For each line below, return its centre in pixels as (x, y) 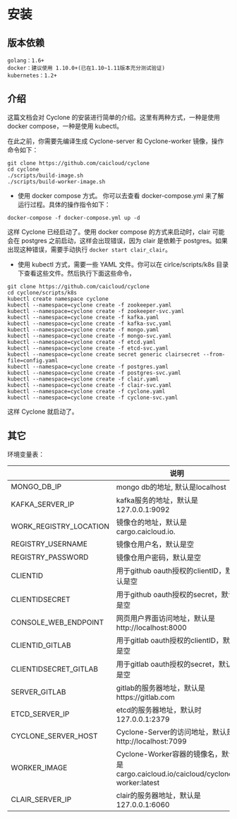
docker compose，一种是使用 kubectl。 (65, 126)
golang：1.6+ (26, 61)
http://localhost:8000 (151, 627)
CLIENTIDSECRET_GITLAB (55, 669)
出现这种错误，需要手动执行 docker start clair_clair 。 (89, 249)
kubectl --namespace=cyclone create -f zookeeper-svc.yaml (96, 311)
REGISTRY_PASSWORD (50, 557)
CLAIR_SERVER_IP (41, 799)
